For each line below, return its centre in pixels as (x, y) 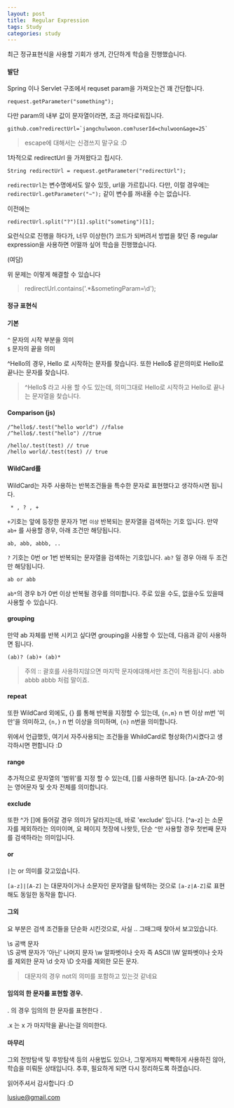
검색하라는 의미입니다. (44, 838)
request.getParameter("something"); (61, 102)
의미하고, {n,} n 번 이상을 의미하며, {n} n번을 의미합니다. (100, 722)
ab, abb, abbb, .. (34, 543)
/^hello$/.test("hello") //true (54, 434)
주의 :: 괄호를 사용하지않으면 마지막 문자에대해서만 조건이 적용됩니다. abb (124, 671)
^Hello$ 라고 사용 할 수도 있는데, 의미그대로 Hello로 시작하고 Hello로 (118, 388)
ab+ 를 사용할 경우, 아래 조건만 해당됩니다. (64, 530)
